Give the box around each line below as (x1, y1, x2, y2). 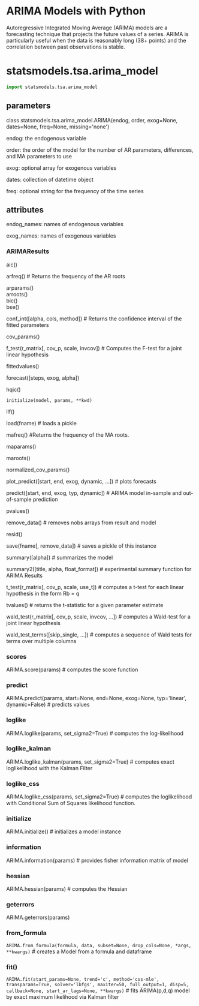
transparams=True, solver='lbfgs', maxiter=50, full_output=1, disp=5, (6, 981, 189, 987)
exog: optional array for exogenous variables (6, 164, 117, 172)
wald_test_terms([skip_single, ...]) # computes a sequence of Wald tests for (6, 631, 192, 638)
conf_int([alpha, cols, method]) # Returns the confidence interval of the (6, 315, 182, 322)
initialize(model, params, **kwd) (6, 397, 93, 403)
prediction (32, 496, 58, 503)
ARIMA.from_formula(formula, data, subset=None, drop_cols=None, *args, (6, 942, 192, 948)
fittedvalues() (6, 362, 40, 370)
